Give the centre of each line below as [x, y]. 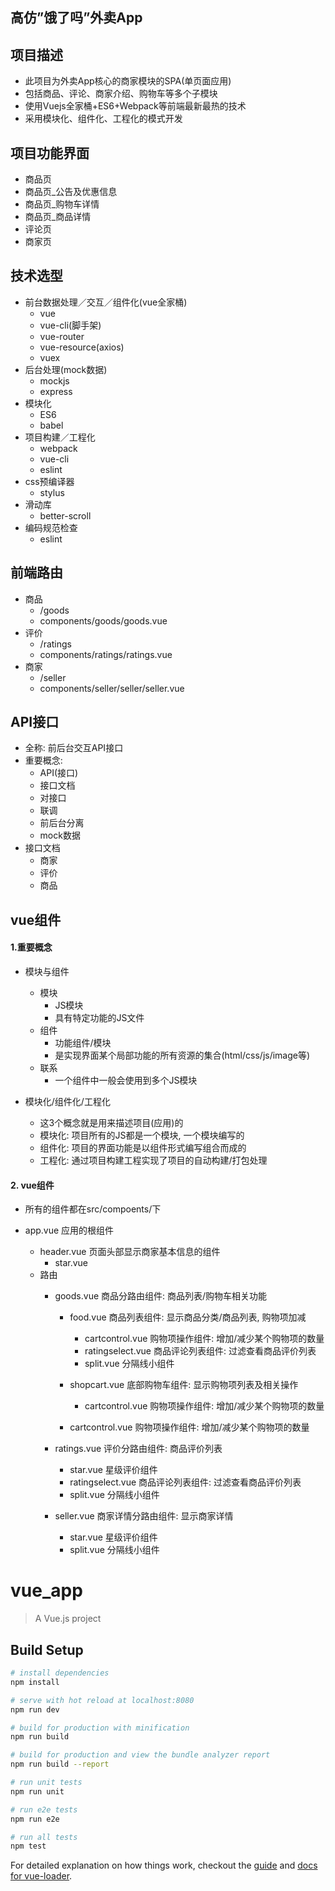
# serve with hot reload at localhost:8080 [102, 1700]
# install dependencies [60, 1673]
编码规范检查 [51, 527]
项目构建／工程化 [60, 437]
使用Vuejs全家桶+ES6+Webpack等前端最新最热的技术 [135, 106]
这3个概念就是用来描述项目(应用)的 [111, 1123]
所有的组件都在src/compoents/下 [93, 1209]
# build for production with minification [100, 1728]
